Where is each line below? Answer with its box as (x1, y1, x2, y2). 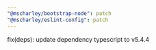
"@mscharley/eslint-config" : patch (7, 16, 109, 23)
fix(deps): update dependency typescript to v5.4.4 (7, 35, 150, 43)
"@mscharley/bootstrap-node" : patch (7, 10, 112, 17)
